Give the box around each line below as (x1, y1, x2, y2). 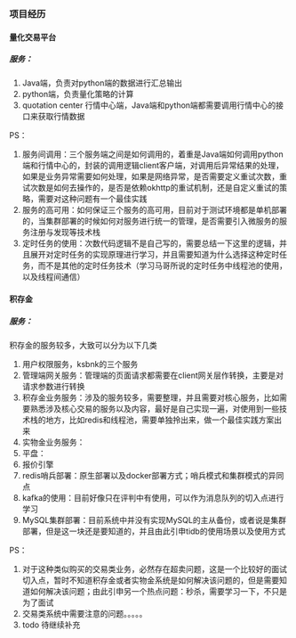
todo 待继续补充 (21, 619, 81, 630)
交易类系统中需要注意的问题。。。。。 (21, 609, 148, 619)
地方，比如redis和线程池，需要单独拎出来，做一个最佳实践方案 (45, 414, 275, 425)
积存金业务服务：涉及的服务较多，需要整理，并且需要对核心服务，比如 (21, 392, 280, 403)
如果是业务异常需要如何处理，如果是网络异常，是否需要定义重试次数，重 (21, 171, 287, 182)
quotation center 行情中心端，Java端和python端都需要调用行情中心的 (21, 100, 276, 110)
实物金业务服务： (21, 437, 85, 447)
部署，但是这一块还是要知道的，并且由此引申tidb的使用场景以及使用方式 (21, 526, 286, 536)
